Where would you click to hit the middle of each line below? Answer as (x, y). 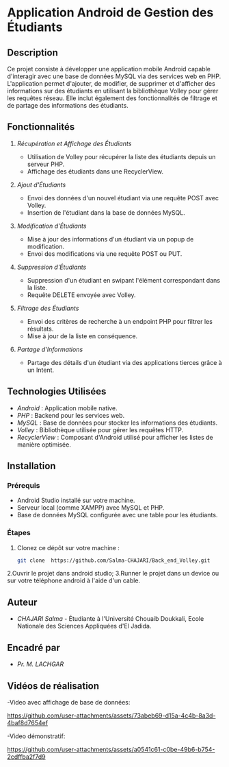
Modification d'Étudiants (52, 226)
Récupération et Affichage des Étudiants (74, 143)
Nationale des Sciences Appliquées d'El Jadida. (84, 626)
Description (32, 52)
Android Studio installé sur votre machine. (76, 500)
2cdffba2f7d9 (26, 757)
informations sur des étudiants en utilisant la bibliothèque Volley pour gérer (113, 91)
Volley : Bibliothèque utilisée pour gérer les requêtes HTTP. (100, 429)
